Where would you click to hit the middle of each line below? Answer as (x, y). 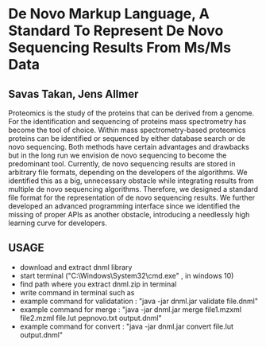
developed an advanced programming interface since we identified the (124, 206)
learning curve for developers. (58, 223)
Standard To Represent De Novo (116, 31)
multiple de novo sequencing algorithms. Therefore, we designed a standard (133, 189)
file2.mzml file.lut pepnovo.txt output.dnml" (91, 318)
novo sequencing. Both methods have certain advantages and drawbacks (129, 147)
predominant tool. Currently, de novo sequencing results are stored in (122, 164)
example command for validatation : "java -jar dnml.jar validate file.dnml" (139, 301)
